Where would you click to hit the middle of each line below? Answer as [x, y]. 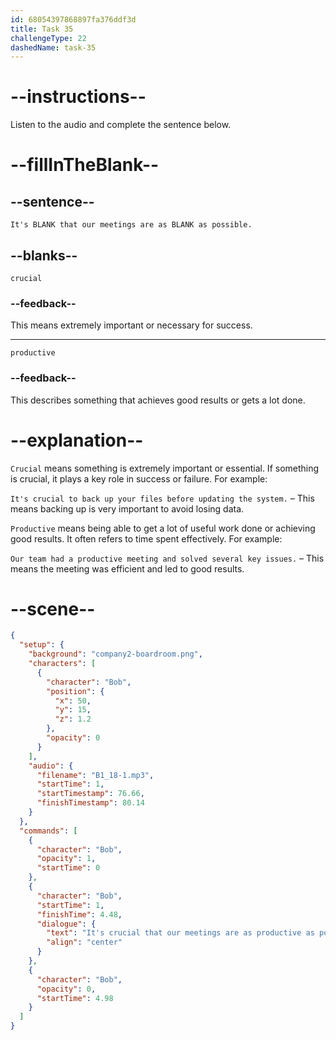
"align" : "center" [84, 942]
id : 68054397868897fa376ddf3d [73, 19]
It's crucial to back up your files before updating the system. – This [162, 498]
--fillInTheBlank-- [85, 165]
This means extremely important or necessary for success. [131, 325]
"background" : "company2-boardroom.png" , [115, 654]
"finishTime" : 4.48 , [79, 914]
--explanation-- [77, 440]
